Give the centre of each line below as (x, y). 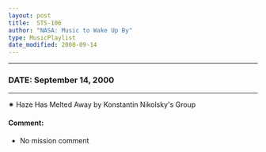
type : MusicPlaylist (42, 38)
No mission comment (54, 140)
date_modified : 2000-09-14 (53, 45)
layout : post (30, 15)
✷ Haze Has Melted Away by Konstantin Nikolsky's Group (102, 104)
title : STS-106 (35, 23)
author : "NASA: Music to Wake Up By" (70, 30)
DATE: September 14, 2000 (61, 80)
